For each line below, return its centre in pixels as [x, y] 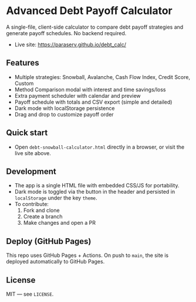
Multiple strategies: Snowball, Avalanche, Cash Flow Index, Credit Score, [102, 77]
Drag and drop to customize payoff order [64, 114]
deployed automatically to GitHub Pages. [55, 262]
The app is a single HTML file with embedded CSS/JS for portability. [97, 186]
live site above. [33, 153]
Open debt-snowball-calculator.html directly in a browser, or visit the [99, 147]
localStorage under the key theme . [56, 198]
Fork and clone [41, 210]
